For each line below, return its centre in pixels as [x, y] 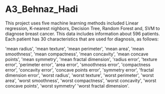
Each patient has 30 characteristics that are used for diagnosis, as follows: [82, 39]
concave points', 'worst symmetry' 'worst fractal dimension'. [67, 85]
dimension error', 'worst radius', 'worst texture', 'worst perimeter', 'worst [79, 75]
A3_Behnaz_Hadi [42, 9]
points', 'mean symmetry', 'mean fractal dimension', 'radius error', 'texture [81, 59]
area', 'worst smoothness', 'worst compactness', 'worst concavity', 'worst [81, 80]
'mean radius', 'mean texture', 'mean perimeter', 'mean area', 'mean [75, 48]
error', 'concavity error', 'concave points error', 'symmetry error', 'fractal [79, 70]
